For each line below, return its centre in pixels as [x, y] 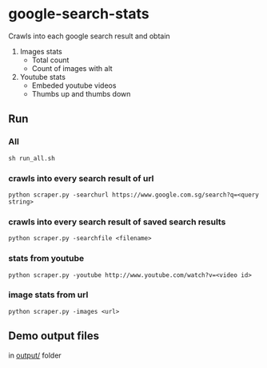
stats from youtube [46, 259]
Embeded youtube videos [74, 85]
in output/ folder [35, 355]
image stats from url [48, 295]
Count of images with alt [72, 68]
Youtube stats [43, 77]
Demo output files [54, 336]
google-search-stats [79, 14]
